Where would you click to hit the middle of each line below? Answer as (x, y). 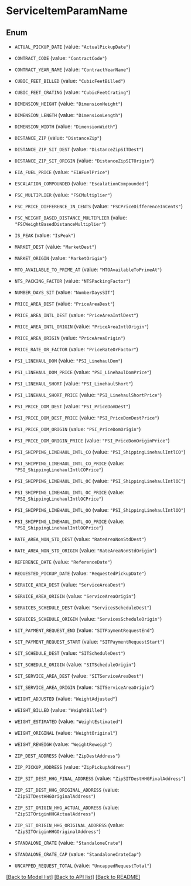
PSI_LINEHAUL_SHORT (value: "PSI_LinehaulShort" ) (74, 383)
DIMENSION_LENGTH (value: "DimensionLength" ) (69, 115)
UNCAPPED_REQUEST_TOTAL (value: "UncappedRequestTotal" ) (83, 865)
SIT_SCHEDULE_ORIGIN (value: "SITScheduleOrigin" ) (75, 664)
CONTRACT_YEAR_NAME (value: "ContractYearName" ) (72, 69)
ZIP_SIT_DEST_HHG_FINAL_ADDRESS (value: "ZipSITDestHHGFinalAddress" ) (100, 778)
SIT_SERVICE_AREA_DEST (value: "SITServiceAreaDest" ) (79, 676)
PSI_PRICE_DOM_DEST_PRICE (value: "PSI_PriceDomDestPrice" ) (87, 418)
